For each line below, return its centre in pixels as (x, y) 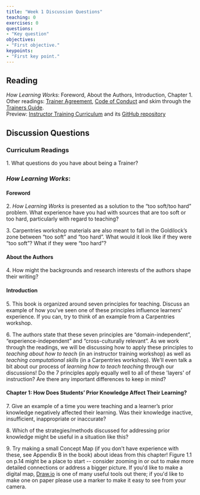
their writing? (22, 277)
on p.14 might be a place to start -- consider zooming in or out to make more (100, 461)
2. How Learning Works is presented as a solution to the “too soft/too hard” (99, 206)
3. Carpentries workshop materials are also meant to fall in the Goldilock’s (97, 231)
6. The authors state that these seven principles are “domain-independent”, (99, 334)
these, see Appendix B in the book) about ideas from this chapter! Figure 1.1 (99, 455)
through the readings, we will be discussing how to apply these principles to (100, 347)
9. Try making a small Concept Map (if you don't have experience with (93, 448)
